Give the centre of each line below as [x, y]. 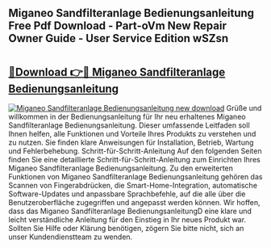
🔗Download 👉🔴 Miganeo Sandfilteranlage [117, 72]
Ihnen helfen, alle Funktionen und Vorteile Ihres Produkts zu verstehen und [132, 134]
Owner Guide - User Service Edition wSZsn [118, 38]
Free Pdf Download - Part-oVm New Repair [118, 26]
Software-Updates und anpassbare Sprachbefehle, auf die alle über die [127, 194]
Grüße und [244, 108]
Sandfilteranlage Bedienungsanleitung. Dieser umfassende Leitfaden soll [129, 125]
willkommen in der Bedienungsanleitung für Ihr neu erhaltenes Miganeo [127, 117]
